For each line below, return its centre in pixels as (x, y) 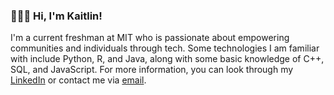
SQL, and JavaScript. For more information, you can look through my (152, 70)
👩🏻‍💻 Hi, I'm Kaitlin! (56, 16)
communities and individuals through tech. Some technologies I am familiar (165, 48)
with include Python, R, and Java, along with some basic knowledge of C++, (167, 59)
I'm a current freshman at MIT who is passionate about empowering (150, 38)
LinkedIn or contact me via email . (78, 80)
